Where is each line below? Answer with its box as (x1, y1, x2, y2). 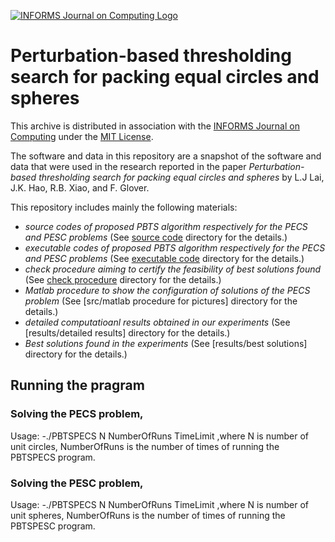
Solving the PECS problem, (10, 407, 144, 421)
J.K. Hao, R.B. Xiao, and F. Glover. (10, 181, 150, 194)
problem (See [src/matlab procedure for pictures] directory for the (24, 295, 298, 307)
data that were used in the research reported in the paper (10, 160, 247, 172)
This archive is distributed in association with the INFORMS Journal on (10, 120, 300, 132)
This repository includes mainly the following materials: (10, 201, 238, 213)
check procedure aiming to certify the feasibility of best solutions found (24, 263, 322, 275)
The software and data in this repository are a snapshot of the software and (10, 150, 322, 162)
